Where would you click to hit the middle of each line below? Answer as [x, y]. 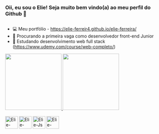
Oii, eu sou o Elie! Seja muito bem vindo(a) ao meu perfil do [78, 7]
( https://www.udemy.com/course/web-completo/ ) [64, 47]
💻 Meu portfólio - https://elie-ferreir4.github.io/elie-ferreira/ [74, 29]
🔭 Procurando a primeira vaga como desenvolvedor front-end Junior [83, 36]
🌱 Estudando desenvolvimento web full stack [59, 41]
